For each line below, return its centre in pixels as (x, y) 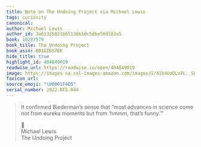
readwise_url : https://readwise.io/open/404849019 (71, 67)
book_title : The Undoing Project (48, 46)
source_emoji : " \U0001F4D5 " (41, 85)
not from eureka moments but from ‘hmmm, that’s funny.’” (92, 113)
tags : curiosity (26, 17)
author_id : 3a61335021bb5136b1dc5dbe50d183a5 (64, 34)
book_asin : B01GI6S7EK (34, 51)
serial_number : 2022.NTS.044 (42, 90)
